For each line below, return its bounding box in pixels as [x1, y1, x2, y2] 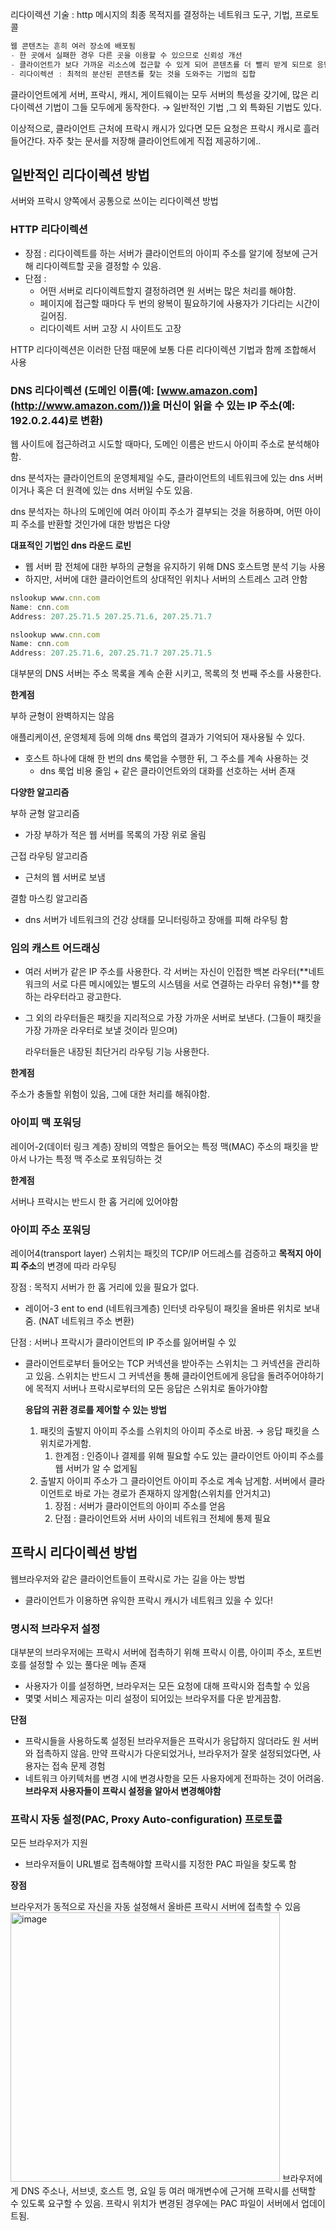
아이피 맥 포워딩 [10, 1116, 82, 1130]
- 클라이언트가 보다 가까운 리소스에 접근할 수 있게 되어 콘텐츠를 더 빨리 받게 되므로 [10, 59, 313, 70]
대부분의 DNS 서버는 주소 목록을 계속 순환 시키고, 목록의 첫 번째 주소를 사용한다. [10, 668, 322, 680]
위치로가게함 [39, 1438, 89, 1450]
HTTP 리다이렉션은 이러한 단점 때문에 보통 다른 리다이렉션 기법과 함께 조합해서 [10, 343, 317, 355]
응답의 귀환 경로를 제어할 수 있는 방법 [24, 1404, 167, 1416]
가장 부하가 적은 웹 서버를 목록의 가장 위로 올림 [24, 829, 207, 841]
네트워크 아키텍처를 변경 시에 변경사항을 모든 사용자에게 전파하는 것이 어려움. [24, 1773, 325, 1785]
